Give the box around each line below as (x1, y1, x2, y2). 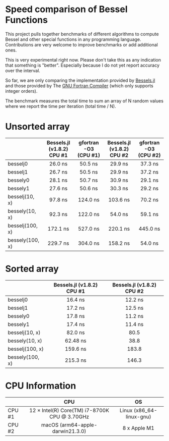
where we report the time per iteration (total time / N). (5, 103, 117, 109)
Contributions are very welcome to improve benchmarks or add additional (5, 41, 158, 47)
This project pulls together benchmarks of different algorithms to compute (5, 31, 159, 37)
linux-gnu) (125, 413, 151, 420)
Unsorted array (5, 121, 70, 132)
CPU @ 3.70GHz (49, 413, 90, 420)
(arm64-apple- (59, 421, 98, 428)
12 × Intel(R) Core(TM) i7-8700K (29, 407, 110, 414)
